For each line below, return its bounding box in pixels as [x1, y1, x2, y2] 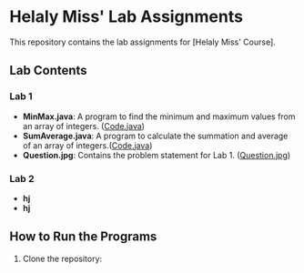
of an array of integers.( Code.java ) [22, 139, 153, 151]
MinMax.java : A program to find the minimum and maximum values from [22, 111, 296, 122]
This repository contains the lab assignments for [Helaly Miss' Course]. [9, 36, 276, 47]
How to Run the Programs [9, 229, 157, 245]
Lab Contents [9, 63, 88, 78]
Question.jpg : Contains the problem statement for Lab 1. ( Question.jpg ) [22, 149, 291, 160]
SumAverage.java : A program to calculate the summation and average [22, 130, 289, 141]
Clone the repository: [22, 253, 103, 264]
